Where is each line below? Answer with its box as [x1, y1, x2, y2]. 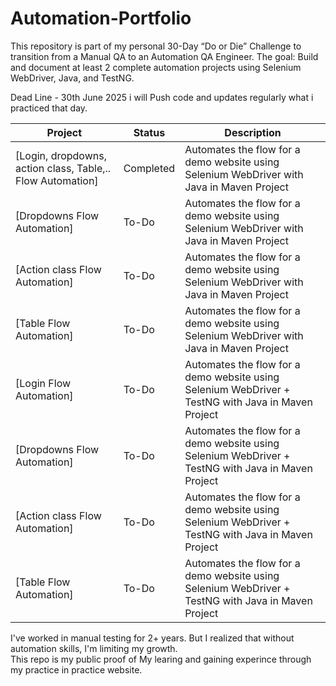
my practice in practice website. [10, 663, 143, 676]
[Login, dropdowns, [15, 148, 107, 162]
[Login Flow [15, 376, 72, 390]
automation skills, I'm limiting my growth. [10, 642, 178, 654]
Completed [123, 161, 176, 175]
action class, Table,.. [15, 161, 112, 175]
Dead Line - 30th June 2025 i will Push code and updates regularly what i [10, 91, 314, 103]
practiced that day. [10, 102, 88, 114]
